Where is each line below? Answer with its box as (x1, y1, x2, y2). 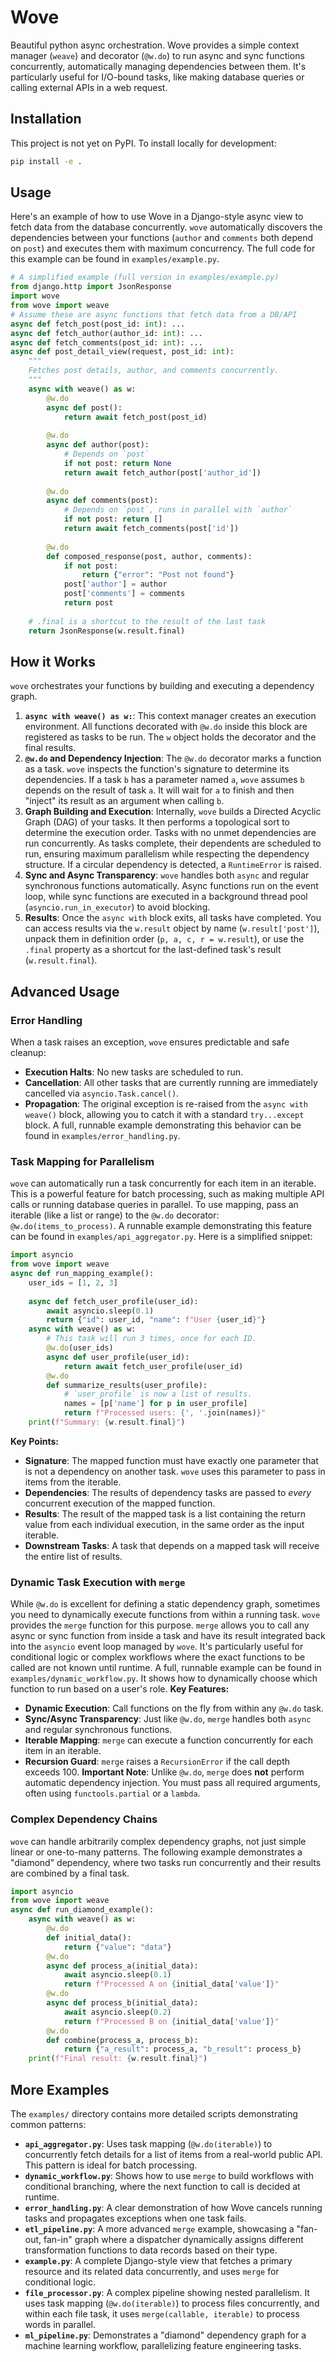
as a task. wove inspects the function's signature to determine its (24, 763, 290, 775)
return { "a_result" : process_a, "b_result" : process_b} (63, 2044, 302, 2055)
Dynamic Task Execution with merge (10, 1575, 186, 1589)
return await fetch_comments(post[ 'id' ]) (63, 524, 240, 534)
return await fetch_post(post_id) (63, 412, 208, 422)
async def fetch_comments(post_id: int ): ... (10, 337, 203, 348)
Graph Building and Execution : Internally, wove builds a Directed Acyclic (24, 806, 322, 818)
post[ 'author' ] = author (63, 579, 168, 590)
